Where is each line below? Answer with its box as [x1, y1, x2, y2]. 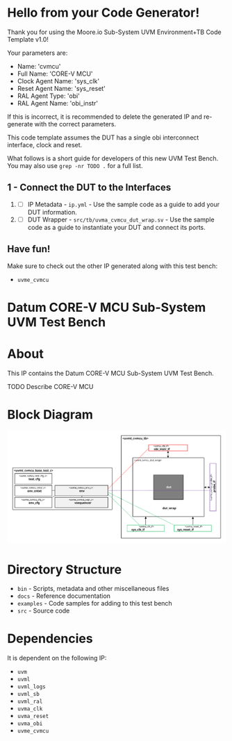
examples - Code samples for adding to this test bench [17, 599, 172, 608]
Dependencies [7, 631, 93, 647]
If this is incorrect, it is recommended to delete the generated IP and [7, 113, 203, 121]
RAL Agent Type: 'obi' [17, 92, 80, 100]
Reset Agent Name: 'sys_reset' [17, 84, 106, 92]
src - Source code [17, 606, 70, 615]
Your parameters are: [7, 49, 68, 57]
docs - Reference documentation [17, 592, 111, 600]
